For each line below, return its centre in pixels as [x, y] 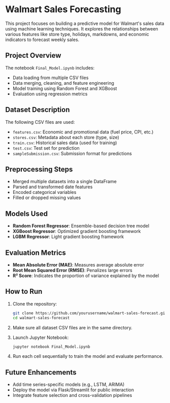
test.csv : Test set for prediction [46, 148]
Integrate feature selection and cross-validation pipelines [72, 395]
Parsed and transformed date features [53, 187]
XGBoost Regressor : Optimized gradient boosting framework [77, 231]
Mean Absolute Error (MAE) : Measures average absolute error [78, 265]
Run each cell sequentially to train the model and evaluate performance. [88, 356]
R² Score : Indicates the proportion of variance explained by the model [86, 276]
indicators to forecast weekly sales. [42, 40]
